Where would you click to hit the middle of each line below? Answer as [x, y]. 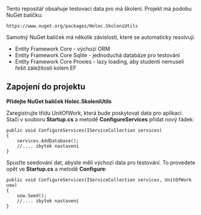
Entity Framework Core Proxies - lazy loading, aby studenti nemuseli [99, 62]
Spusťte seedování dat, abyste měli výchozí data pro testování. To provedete [101, 162]
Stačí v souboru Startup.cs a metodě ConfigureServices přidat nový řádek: [100, 119]
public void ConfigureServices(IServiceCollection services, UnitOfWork [99, 180]
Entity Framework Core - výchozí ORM [62, 49]
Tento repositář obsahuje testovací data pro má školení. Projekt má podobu [99, 9]
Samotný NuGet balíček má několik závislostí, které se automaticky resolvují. [101, 37]
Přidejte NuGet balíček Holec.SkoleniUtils [59, 101]
